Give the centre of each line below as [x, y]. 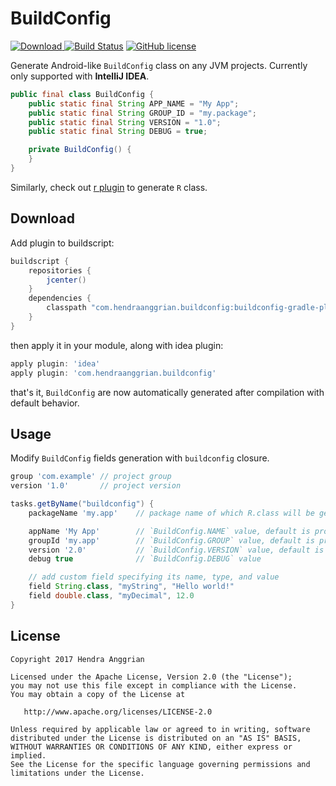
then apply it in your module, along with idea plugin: [117, 345]
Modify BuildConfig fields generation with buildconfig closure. [140, 458]
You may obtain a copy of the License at [98, 694]
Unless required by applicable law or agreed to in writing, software [160, 729]
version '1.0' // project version [96, 486]
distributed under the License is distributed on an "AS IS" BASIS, [156, 738]
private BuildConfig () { [80, 150]
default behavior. [45, 403]
